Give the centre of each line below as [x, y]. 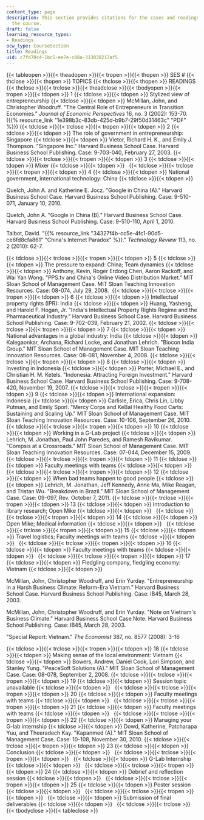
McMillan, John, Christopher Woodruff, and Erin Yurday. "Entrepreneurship [100, 580]
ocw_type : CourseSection [38, 46]
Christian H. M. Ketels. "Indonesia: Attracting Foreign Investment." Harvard [99, 374]
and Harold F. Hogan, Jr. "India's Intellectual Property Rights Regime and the [102, 310]
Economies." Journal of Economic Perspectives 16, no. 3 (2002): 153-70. [97, 113]
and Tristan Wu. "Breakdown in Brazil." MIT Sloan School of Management [98, 491]
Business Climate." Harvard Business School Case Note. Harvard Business [99, 618]
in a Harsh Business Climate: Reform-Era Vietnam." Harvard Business [93, 587]
